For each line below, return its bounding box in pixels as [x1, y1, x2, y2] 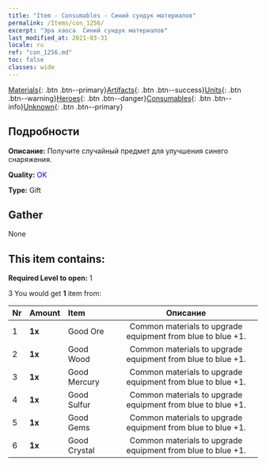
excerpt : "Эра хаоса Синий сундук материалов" [8, 26, 169, 34]
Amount [28, 307, 61, 318]
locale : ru [8, 41, 44, 49]
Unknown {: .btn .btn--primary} [23, 102, 123, 111]
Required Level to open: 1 [8, 273, 93, 283]
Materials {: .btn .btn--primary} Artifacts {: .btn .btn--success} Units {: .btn [8, 85, 241, 94]
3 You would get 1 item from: [8, 289, 101, 298]
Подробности [8, 125, 80, 139]
